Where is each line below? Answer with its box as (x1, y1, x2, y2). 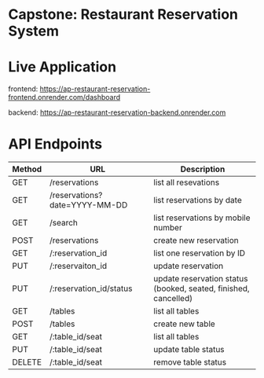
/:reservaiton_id (49, 261, 108, 272)
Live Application (8, 58, 116, 76)
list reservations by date (152, 195, 242, 206)
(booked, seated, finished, (152, 283, 250, 294)
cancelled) (152, 293, 193, 304)
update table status (152, 344, 225, 355)
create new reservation (152, 235, 239, 246)
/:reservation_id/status (49, 283, 133, 294)
